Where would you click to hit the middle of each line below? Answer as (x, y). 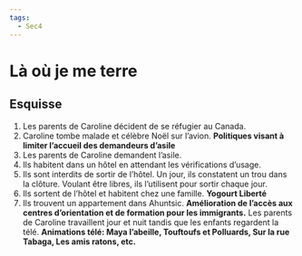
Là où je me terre (73, 71)
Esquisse (36, 104)
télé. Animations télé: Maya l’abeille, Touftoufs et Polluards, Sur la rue (156, 232)
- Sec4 (30, 26)
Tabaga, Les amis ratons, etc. (79, 242)
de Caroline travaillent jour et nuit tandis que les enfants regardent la (151, 222)
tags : (19, 18)
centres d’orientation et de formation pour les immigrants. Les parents (157, 213)
